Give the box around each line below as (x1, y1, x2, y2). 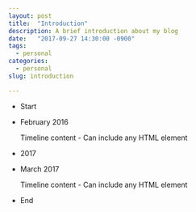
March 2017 (19, 163, 60, 174)
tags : (8, 42, 27, 50)
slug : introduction (8, 72, 74, 80)
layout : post (8, 11, 52, 20)
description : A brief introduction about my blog (8, 27, 179, 35)
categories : (8, 57, 48, 66)
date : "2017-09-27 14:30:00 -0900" (8, 34, 136, 43)
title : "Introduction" (8, 19, 89, 28)
